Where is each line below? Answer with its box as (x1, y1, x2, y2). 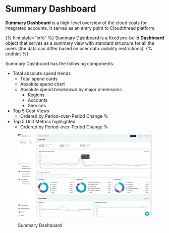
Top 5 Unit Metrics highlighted (12, 118, 76, 124)
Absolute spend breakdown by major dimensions (20, 86, 122, 92)
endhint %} (5, 51, 29, 57)
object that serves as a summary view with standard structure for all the (5, 40, 155, 46)
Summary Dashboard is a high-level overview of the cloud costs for (5, 20, 147, 26)
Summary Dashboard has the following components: (5, 60, 115, 66)
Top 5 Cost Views (12, 108, 49, 114)
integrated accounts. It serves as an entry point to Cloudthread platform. (5, 25, 156, 31)
